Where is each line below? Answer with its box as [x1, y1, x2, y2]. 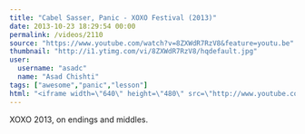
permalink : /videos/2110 [9, 30, 103, 39]
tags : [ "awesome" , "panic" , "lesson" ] [9, 81, 148, 90]
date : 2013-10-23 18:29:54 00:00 [9, 22, 136, 31]
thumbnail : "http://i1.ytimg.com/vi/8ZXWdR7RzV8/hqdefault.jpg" [9, 47, 258, 56]
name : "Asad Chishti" [17, 72, 100, 81]
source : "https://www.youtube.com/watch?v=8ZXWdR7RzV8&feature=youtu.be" [9, 38, 295, 48]
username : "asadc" [17, 64, 88, 73]
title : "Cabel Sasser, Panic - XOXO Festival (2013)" [9, 13, 218, 23]
